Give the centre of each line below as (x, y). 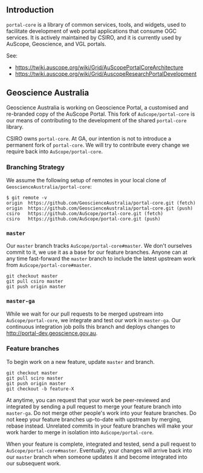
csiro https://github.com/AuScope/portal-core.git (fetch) (85, 213)
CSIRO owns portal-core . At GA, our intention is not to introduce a (89, 138)
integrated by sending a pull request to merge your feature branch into (94, 406)
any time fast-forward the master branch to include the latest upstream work (101, 259)
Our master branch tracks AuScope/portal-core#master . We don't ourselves (99, 246)
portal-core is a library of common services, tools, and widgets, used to (96, 24)
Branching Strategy (35, 167)
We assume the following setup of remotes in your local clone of (86, 180)
